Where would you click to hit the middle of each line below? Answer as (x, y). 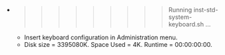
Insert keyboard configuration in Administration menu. (101, 37)
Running (180, 10)
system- (180, 17)
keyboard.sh (186, 24)
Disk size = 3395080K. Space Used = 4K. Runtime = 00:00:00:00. (118, 44)
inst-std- (206, 10)
